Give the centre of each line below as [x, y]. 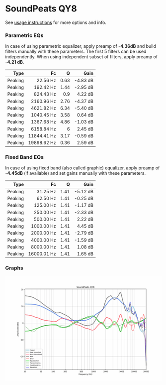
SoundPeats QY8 [41, 9]
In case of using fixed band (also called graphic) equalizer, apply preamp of [83, 168]
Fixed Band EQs [24, 157]
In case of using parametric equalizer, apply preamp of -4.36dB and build [81, 46]
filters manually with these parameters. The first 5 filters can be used [76, 52]
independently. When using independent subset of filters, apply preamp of [82, 57]
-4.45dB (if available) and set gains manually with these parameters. [75, 173]
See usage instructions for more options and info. [56, 22]
